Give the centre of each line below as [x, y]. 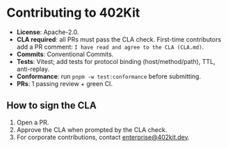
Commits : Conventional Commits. [65, 54]
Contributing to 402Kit [73, 13]
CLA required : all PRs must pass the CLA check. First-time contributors [119, 39]
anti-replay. [33, 69]
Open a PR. [33, 122]
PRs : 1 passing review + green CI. [64, 83]
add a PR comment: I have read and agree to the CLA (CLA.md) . [110, 47]
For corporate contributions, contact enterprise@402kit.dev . [103, 137]
